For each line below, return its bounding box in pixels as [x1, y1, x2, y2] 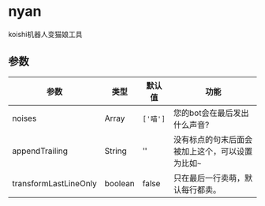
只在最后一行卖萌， [173, 172, 245, 183]
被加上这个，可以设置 [173, 145, 253, 156]
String [104, 145, 128, 156]
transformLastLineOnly [12, 178, 97, 189]
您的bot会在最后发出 [173, 107, 249, 118]
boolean [104, 178, 136, 189]
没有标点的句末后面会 [173, 133, 253, 144]
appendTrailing [12, 145, 69, 156]
